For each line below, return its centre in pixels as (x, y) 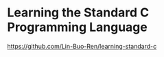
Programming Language (77, 27)
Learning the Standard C (78, 13)
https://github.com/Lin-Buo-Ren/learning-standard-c (82, 46)
